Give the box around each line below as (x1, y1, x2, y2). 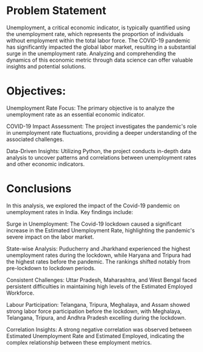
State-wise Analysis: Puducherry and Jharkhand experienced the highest (6, 245, 191, 252)
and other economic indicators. (6, 160, 85, 168)
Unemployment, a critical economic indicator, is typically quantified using (6, 24, 191, 31)
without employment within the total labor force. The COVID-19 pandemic (6, 37, 191, 44)
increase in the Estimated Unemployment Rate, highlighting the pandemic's (6, 226, 195, 234)
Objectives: (6, 84, 66, 98)
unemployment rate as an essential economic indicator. (6, 110, 145, 118)
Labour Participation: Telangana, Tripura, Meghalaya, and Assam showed (6, 301, 190, 308)
